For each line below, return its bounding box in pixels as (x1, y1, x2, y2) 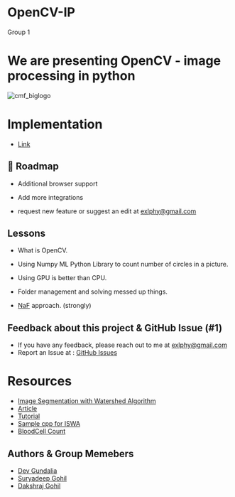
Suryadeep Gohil (17, 474, 67, 482)
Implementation (7, 117, 103, 132)
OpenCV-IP (7, 4, 76, 21)
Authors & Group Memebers (7, 447, 134, 459)
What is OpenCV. (17, 246, 68, 255)
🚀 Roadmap (7, 161, 59, 173)
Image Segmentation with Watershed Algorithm (17, 397, 156, 405)
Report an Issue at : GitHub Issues (17, 348, 118, 357)
